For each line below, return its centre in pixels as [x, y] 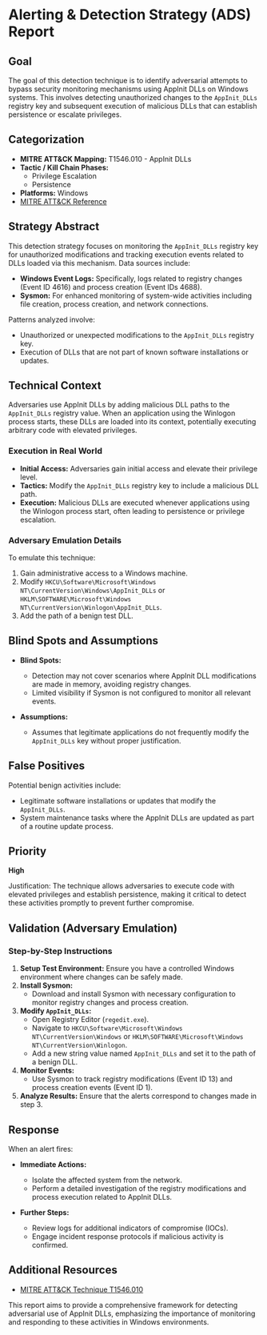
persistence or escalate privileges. [65, 114]
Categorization [46, 140]
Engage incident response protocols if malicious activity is [128, 1236]
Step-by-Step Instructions [60, 951]
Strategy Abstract [54, 227]
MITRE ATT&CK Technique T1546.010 [82, 1289]
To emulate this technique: [52, 558]
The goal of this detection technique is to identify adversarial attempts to [128, 80]
